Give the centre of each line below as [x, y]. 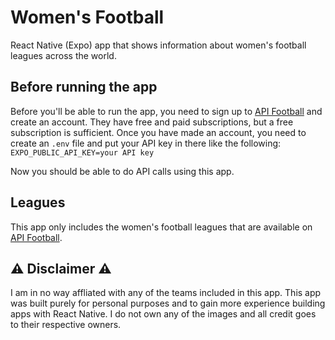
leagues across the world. [63, 55]
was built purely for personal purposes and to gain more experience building [168, 303]
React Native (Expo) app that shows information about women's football [158, 45]
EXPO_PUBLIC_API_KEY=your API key [82, 152]
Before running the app [84, 87]
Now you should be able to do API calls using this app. [122, 171]
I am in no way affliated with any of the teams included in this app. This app [166, 293]
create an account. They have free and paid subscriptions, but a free [152, 122]
